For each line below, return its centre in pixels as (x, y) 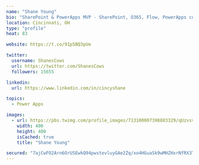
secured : (17, 153)
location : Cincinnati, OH (38, 23)
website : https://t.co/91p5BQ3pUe (49, 45)
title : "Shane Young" (43, 142)
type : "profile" (26, 28)
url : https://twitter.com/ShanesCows (58, 66)
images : (16, 115)
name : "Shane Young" (32, 12)
